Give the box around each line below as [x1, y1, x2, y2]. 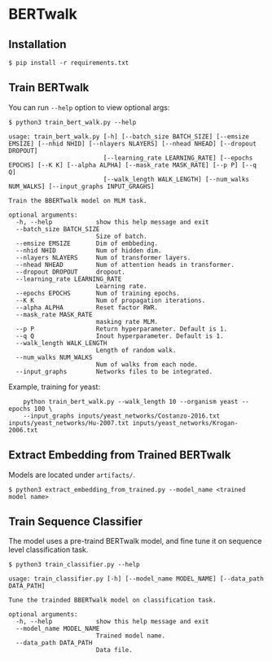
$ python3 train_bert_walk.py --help [8, 118, 137, 126]
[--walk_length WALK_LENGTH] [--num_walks [103, 175, 250, 183]
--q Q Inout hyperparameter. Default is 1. [15, 331, 224, 340]
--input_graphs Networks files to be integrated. [15, 367, 213, 375]
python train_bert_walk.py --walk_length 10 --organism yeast [23, 397, 239, 405]
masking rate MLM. [95, 317, 159, 326]
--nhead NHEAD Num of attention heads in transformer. [15, 260, 235, 269]
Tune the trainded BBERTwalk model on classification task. [8, 596, 217, 605]
